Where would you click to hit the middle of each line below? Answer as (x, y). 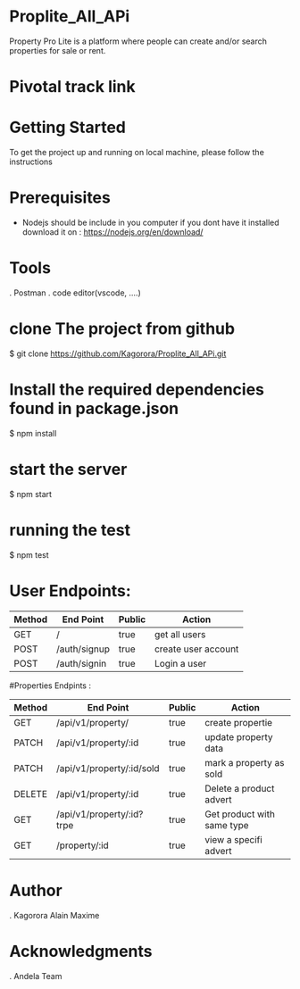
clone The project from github (122, 329)
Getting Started (68, 128)
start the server (68, 470)
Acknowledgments (81, 951)
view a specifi (234, 839)
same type (227, 825)
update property (239, 736)
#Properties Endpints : (50, 686)
